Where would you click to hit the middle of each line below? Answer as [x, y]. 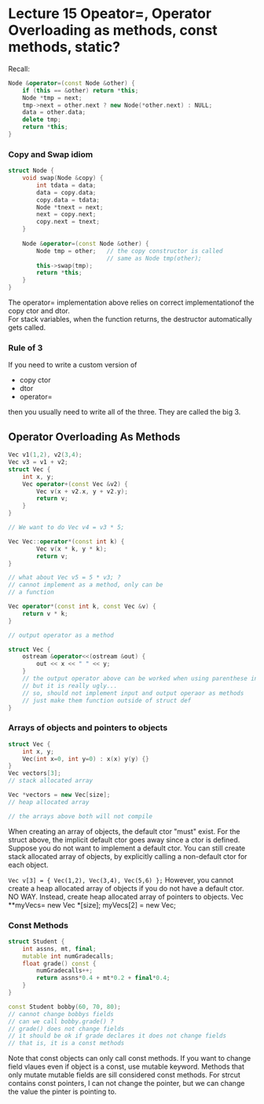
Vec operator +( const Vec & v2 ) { [75, 484]
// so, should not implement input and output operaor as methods [133, 693]
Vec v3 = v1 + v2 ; [38, 462]
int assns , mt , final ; [59, 949]
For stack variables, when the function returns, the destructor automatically [130, 320]
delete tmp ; [42, 120]
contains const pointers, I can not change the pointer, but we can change [126, 1084]
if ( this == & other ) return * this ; [81, 90]
